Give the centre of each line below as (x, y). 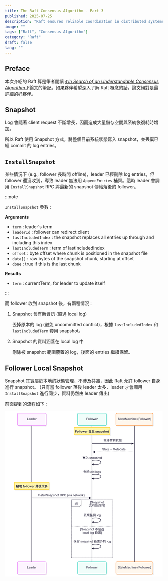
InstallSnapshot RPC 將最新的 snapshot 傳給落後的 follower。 (75, 187)
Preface (18, 68)
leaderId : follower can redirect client (51, 232)
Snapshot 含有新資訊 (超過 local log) (50, 314)
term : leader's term (32, 227)
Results (13, 274)
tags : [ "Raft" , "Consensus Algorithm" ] (47, 32)
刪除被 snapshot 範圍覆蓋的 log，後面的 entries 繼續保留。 (72, 352)
